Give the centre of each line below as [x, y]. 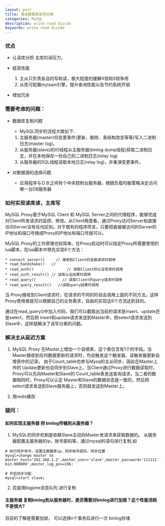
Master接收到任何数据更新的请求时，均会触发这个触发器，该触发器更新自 [86, 355]
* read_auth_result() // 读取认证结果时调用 [48, 275]
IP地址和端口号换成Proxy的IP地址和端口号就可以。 [56, 233]
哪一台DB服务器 [35, 189]
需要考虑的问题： [25, 109]
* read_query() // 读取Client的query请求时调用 [64, 280]
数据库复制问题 [27, 120]
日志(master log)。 [38, 144]
